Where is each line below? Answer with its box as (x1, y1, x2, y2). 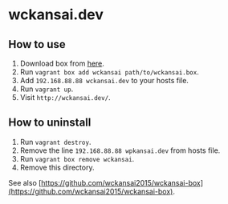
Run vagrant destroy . (19, 137, 92, 146)
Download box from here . (19, 58, 104, 68)
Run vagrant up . (19, 84, 74, 94)
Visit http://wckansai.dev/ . (19, 93, 111, 102)
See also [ (8, 178, 42, 187)
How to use (8, 38, 66, 51)
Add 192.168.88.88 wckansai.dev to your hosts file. (19, 76, 189, 85)
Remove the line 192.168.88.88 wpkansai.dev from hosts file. (19, 146, 221, 155)
